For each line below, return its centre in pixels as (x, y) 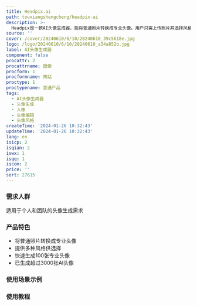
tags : (13, 93)
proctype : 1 (21, 83)
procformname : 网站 (29, 77)
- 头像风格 (23, 121)
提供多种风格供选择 (38, 248)
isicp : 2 (17, 142)
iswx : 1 (16, 153)
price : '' (18, 170)
